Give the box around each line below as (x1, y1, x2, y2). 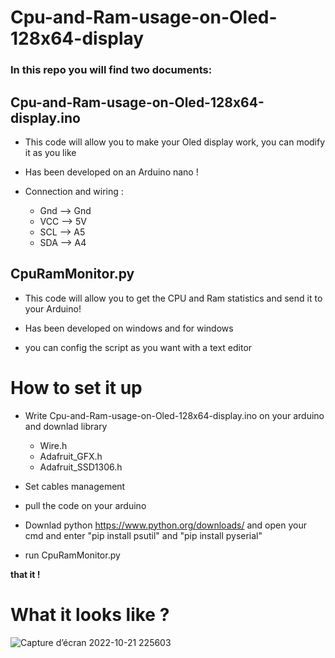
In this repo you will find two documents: (10, 63, 213, 77)
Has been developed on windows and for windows (24, 322, 234, 334)
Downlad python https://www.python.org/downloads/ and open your (24, 519, 307, 531)
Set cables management (24, 480, 126, 492)
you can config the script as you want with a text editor (24, 341, 253, 353)
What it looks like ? (10, 603, 170, 626)
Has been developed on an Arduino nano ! (24, 166, 199, 178)
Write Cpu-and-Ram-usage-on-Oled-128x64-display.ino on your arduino (24, 409, 325, 421)
